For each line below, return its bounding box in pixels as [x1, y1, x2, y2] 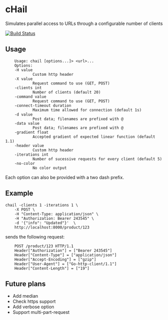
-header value [14, 143, 44, 148]
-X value [14, 76, 33, 81]
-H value [14, 67, 33, 72]
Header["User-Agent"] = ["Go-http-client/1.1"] [14, 261, 117, 267]
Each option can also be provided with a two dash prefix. [5, 174, 124, 180]
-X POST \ [14, 207, 36, 212]
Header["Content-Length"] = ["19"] [14, 266, 90, 271]
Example [5, 189, 33, 198]
